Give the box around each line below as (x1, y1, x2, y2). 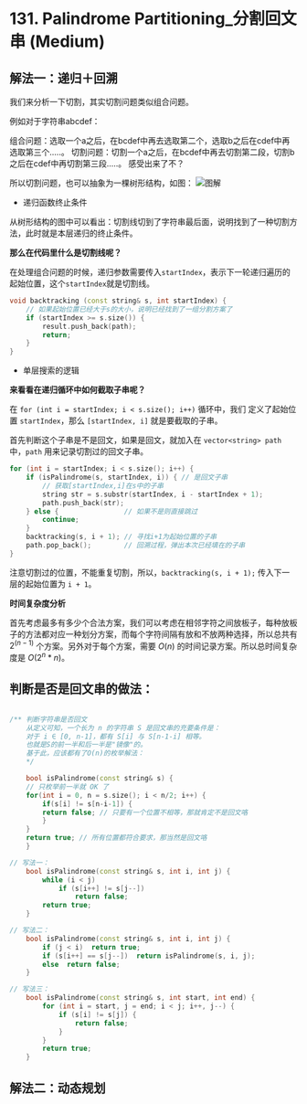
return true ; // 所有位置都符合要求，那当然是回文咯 (26, 833, 207, 843)
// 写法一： (9, 858, 50, 867)
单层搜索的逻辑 (22, 365, 79, 376)
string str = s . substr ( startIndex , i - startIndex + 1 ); (42, 490, 263, 499)
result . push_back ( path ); (42, 322, 137, 331)
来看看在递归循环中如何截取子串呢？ (9, 385, 146, 396)
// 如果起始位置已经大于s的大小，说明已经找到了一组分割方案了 (26, 304, 233, 313)
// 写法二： (9, 926, 50, 935)
